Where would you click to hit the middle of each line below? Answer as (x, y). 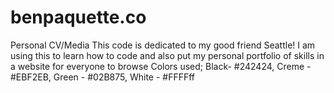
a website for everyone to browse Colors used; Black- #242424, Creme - (161, 66)
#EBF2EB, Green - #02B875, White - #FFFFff (103, 77)
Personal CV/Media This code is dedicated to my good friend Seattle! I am (163, 45)
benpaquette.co (78, 17)
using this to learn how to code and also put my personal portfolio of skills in (167, 55)
